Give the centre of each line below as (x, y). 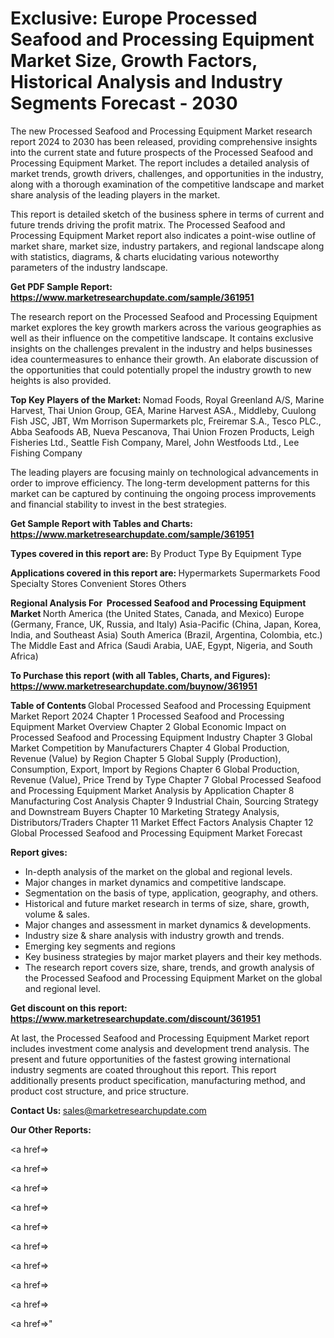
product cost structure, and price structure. (99, 1091)
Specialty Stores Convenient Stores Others (98, 583)
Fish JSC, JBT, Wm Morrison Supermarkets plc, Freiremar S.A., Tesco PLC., (166, 421)
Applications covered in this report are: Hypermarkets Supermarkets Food (165, 573)
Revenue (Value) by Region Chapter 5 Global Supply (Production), (146, 758)
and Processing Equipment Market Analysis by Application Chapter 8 (152, 790)
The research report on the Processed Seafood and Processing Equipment (164, 316)
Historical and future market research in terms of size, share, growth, (167, 903)
